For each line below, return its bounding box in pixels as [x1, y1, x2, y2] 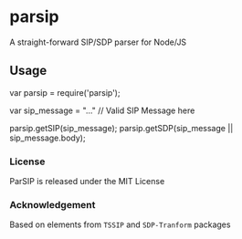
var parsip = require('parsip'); [9, 87, 121, 98]
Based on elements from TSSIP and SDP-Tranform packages [9, 219, 231, 230]
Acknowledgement [9, 198, 96, 211]
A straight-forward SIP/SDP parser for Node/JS [9, 36, 187, 47]
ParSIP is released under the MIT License [9, 176, 165, 187]
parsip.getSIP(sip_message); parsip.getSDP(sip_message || [9, 122, 234, 133]
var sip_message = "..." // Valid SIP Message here [9, 105, 195, 116]
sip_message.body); [9, 132, 86, 143]
